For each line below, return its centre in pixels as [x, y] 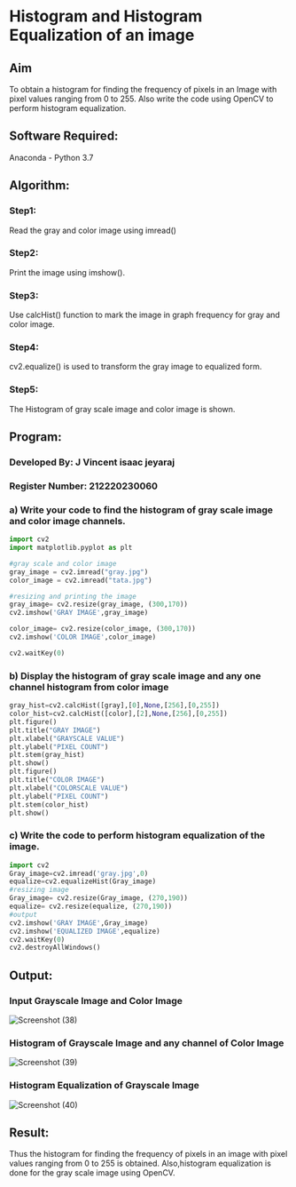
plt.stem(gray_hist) [47, 755]
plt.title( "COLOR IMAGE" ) [57, 780]
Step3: [24, 295]
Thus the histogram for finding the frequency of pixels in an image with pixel [148, 1154]
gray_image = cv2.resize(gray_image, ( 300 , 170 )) [99, 605]
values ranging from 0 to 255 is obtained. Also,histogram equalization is [140, 1163]
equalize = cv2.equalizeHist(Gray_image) [83, 881]
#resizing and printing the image [73, 596]
